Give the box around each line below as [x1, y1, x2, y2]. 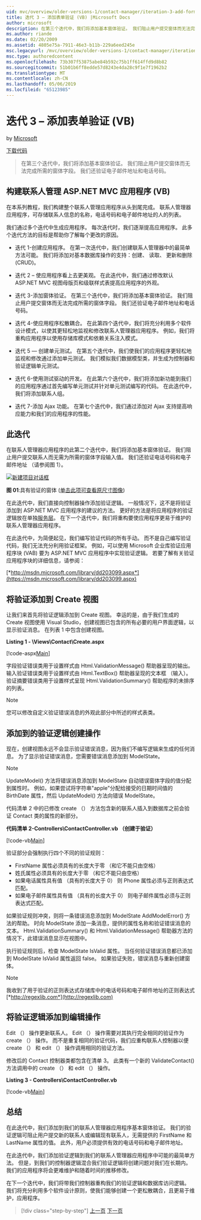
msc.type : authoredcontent [6, 53, 74, 59]
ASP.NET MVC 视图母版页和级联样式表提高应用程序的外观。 [14, 279, 163, 286]
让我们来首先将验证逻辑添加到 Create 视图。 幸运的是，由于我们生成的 [6, 611, 179, 619]
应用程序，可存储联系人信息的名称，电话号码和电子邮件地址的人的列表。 [6, 211, 184, 218]
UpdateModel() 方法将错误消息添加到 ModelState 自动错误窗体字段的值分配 [6, 777, 191, 785]
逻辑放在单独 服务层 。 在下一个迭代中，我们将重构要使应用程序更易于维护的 [6, 514, 191, 522]
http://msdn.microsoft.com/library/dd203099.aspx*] [11, 569, 139, 576]
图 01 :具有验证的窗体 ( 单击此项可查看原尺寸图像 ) [6, 486, 125, 494]
